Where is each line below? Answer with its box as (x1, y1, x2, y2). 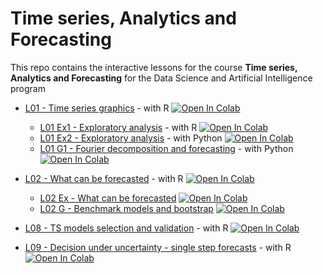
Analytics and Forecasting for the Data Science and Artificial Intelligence (10, 72, 313, 84)
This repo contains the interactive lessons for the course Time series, (10, 61, 298, 73)
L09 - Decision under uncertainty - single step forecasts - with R (24, 241, 292, 253)
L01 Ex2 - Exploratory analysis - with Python (39, 132, 223, 144)
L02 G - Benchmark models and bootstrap (39, 202, 214, 214)
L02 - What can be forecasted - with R (24, 172, 184, 184)
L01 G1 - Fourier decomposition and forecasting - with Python (39, 142, 294, 154)
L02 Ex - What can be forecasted (39, 192, 177, 204)
